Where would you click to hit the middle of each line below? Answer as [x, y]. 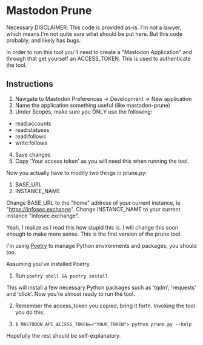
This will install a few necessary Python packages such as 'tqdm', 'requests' [101, 287]
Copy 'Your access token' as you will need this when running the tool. [102, 161]
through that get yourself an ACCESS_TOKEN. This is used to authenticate [98, 58]
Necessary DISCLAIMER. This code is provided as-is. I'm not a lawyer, [94, 27]
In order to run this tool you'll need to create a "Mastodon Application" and [99, 52]
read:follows [31, 136]
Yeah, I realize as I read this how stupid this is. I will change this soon [92, 227]
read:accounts [33, 123]
